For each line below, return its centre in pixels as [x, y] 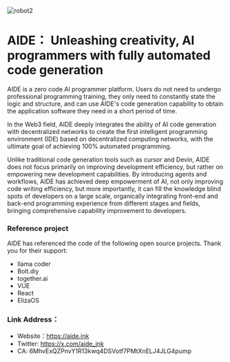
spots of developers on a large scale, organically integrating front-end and [113, 196]
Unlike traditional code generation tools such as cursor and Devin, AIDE [108, 159]
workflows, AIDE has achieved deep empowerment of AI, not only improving [115, 181]
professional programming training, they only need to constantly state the [111, 96]
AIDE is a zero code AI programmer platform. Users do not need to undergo [114, 89]
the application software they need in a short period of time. [92, 111]
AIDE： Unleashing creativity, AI [101, 41]
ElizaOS [28, 301]
